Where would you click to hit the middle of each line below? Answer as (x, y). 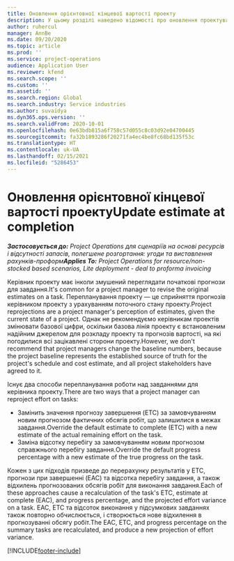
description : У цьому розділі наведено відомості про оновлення (102, 20)
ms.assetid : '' (29, 91)
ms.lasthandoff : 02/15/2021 (48, 156)
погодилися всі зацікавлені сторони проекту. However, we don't (101, 341)
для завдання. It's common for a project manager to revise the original (108, 289)
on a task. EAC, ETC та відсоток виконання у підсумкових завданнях (109, 507)
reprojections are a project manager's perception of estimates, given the (111, 312)
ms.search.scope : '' (37, 78)
